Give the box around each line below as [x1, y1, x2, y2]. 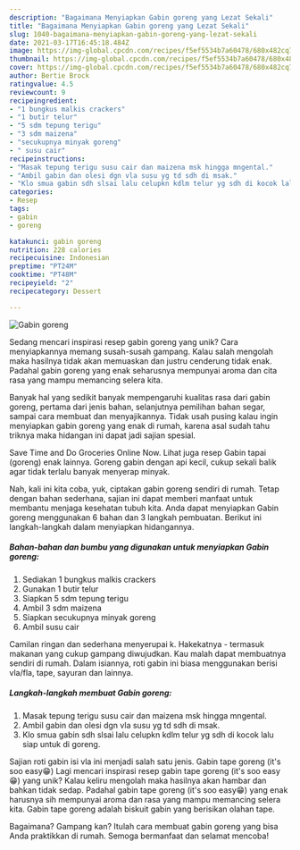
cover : [9, 63, 34, 72]
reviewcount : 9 [9, 88, 66, 97]
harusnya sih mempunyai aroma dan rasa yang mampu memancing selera [9, 794, 281, 804]
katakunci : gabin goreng [9, 237, 102, 246]
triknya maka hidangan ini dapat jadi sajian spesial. [9, 430, 196, 441]
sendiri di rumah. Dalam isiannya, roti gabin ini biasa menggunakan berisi [9, 658, 279, 669]
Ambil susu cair [21, 621, 79, 632]
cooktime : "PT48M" [9, 270, 78, 280]
